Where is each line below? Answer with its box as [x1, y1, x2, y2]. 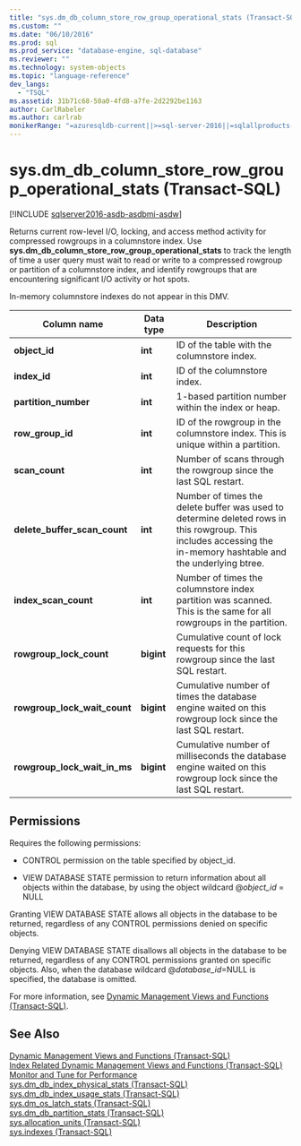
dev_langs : [9, 80, 50, 89]
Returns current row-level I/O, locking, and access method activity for [9, 226, 267, 237]
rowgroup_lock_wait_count [13, 701, 132, 713]
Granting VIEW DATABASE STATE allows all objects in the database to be [9, 909, 278, 919]
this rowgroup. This [176, 523, 258, 536]
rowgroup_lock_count [13, 647, 109, 659]
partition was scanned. [176, 593, 272, 606]
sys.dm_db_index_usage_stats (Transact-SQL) [9, 1088, 180, 1099]
